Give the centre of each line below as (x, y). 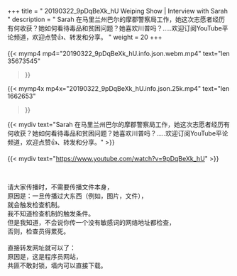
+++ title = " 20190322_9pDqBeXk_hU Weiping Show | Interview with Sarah (118, 11)
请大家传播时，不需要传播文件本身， (60, 187)
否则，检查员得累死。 (38, 231)
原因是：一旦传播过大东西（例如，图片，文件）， (77, 196)
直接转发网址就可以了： (42, 248)
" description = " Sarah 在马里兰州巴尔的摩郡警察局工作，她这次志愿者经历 (116, 19)
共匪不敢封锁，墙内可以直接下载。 (57, 265)
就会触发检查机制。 (35, 205)
